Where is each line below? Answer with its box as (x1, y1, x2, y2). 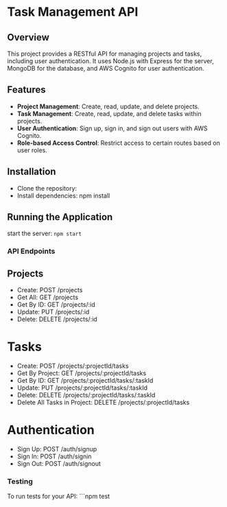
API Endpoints (7, 246, 56, 256)
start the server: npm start (7, 229, 82, 237)
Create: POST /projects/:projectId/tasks (16, 362, 129, 370)
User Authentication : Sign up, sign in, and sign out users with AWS (16, 124, 208, 132)
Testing (7, 476, 33, 486)
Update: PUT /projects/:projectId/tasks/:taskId (16, 384, 148, 392)
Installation (7, 166, 56, 178)
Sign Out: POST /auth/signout (16, 460, 101, 468)
